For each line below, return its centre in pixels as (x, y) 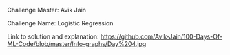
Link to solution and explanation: (53, 36)
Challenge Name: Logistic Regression (60, 23)
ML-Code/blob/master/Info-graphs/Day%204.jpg (77, 44)
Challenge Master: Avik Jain (47, 10)
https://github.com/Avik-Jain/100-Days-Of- (161, 36)
